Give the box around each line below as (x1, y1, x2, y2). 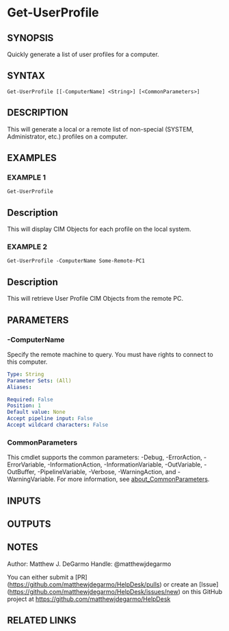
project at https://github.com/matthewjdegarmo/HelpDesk (7, 595, 171, 603)
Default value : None (7, 409, 66, 416)
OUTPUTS (7, 519, 51, 530)
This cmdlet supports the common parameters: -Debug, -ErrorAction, (7, 454, 203, 462)
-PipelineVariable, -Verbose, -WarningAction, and (37, 468, 176, 476)
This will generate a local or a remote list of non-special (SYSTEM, (7, 125, 194, 133)
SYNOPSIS (7, 32, 54, 44)
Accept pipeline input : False (7, 415, 94, 422)
